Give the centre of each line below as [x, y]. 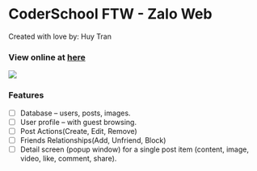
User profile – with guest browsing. [78, 122]
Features [26, 95]
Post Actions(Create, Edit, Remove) [78, 131]
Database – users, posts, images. [75, 113]
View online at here [47, 57]
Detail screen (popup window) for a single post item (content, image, [134, 149]
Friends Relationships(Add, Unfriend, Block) [93, 140]
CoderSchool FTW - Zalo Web [110, 14]
